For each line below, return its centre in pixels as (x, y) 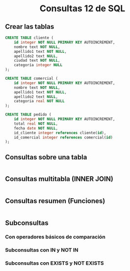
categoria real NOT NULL (39, 101)
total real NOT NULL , (36, 124)
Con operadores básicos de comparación (55, 237)
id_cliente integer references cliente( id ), (60, 133)
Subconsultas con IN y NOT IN (42, 250)
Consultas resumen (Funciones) (55, 201)
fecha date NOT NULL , (36, 128)
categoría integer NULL (38, 65)
